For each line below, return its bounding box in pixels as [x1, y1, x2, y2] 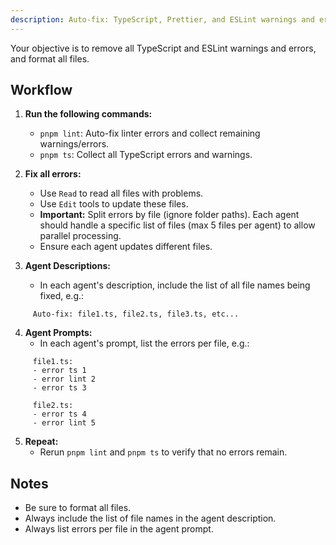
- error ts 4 [32, 409, 87, 420]
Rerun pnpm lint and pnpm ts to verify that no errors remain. [39, 446, 288, 458]
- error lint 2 [32, 374, 97, 385]
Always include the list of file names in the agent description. [24, 512, 277, 525]
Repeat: [24, 436, 59, 448]
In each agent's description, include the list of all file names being [39, 279, 311, 291]
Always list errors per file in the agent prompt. [24, 523, 214, 535]
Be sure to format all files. [24, 502, 132, 514]
